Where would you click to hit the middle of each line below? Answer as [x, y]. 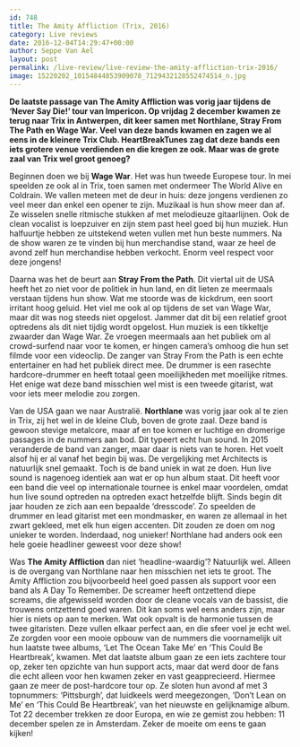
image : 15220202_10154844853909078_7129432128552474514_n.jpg [128, 76]
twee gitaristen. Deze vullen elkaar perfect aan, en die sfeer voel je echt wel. [150, 628]
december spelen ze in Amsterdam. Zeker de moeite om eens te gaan [138, 724]
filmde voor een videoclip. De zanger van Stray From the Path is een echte [146, 355]
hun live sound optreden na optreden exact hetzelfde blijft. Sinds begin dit [146, 496]
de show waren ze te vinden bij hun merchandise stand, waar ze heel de [143, 242]
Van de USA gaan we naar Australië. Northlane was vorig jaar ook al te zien [149, 411]
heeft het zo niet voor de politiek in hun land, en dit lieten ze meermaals [141, 289]
